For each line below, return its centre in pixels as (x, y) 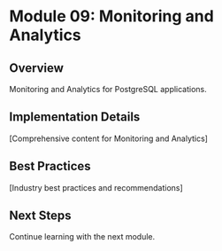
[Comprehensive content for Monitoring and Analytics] (108, 138)
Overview (37, 68)
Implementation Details (75, 117)
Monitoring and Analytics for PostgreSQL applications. (108, 89)
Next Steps (40, 216)
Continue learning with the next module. (82, 237)
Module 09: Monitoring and (111, 16)
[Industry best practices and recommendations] (96, 187)
